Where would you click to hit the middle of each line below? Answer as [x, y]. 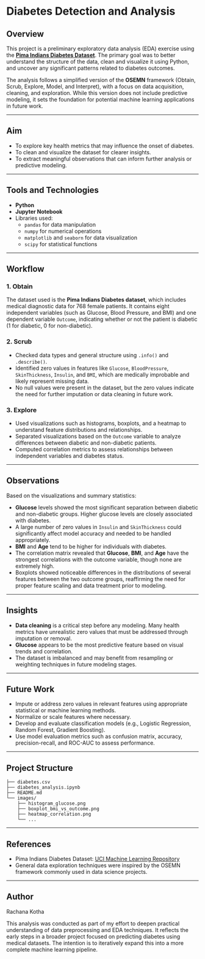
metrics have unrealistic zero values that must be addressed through [101, 631]
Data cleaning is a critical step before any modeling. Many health [97, 625]
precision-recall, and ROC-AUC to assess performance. [85, 743]
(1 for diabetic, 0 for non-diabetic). [49, 326]
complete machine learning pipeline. [52, 949]
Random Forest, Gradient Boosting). [60, 730]
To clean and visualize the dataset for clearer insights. [83, 152]
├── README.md [24, 793]
